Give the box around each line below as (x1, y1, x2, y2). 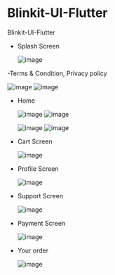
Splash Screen (17, 41, 60, 50)
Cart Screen (17, 137, 53, 146)
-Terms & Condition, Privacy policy (7, 69, 107, 77)
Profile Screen (17, 164, 59, 173)
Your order (17, 246, 49, 255)
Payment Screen (17, 219, 66, 227)
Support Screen (17, 191, 64, 200)
